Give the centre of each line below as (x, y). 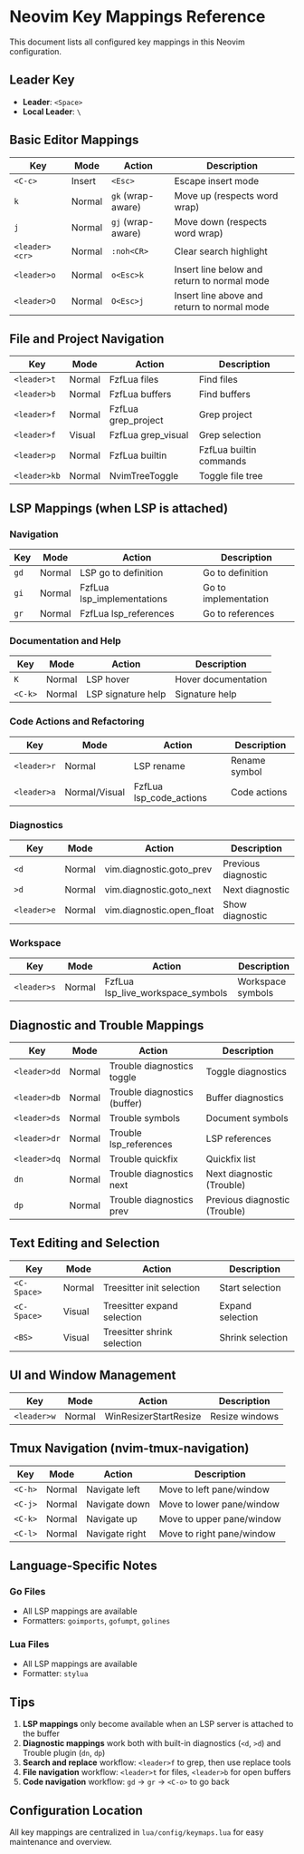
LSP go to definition (122, 573)
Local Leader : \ (52, 112)
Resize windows (244, 1416)
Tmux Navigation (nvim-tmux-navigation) (129, 1449)
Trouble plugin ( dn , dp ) (64, 1753)
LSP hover (108, 679)
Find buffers (224, 395)
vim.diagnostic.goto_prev (158, 869)
